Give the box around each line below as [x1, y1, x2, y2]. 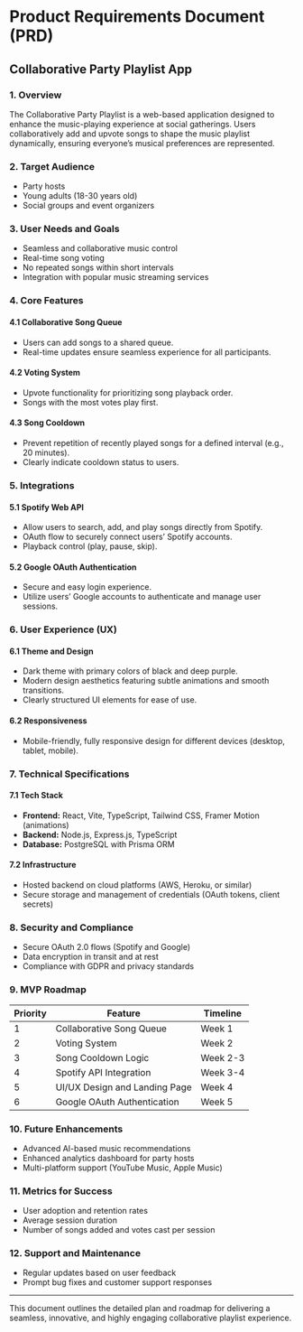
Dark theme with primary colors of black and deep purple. [22, 666, 238, 676]
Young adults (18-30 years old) [22, 191, 138, 201]
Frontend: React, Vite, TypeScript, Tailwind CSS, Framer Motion [22, 810, 260, 821]
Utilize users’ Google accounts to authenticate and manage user [22, 591, 262, 602]
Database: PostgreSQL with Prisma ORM [22, 838, 175, 850]
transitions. [22, 685, 65, 696]
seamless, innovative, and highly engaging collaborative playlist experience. [9, 1312, 292, 1324]
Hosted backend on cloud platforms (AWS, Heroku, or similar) [22, 879, 252, 890]
